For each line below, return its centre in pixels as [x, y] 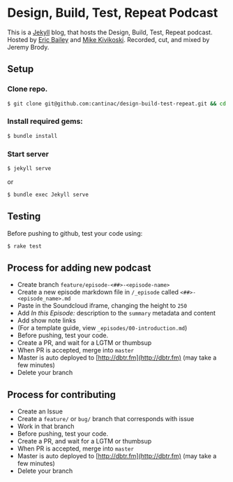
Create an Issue [40, 411]
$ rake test [24, 246]
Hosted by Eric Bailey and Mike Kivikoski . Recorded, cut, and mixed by [108, 39]
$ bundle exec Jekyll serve [48, 194]
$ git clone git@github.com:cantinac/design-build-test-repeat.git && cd [117, 104]
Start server [28, 154]
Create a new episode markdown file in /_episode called [98, 292]
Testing [24, 217]
